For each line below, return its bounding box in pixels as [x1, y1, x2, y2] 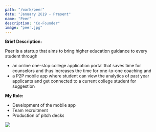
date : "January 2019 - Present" [5, 12, 71, 17]
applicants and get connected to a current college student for [12, 78, 136, 84]
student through [5, 53, 38, 59]
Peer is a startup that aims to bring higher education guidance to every [5, 48, 148, 54]
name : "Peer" [5, 16, 32, 21]
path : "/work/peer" [5, 7, 45, 12]
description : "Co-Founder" [5, 20, 60, 26]
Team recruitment [12, 108, 48, 113]
